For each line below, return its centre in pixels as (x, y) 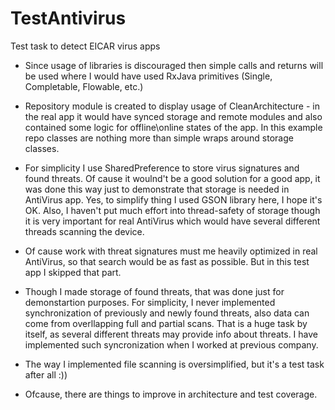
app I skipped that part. (73, 272)
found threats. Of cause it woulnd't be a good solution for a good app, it (172, 178)
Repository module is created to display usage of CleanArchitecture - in (172, 106)
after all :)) (46, 374)
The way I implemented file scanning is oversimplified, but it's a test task (174, 364)
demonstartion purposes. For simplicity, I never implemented (150, 302)
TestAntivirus (68, 18)
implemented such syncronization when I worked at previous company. (171, 344)
